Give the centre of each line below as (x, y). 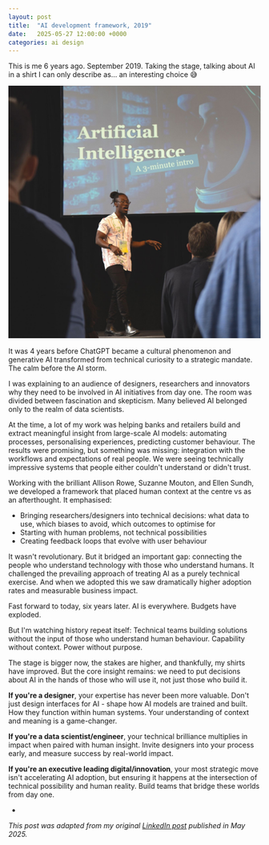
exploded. (25, 615)
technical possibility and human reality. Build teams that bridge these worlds (134, 786)
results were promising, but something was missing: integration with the (127, 451)
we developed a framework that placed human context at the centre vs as (130, 491)
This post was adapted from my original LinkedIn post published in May (127, 826)
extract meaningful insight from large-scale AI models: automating (118, 434)
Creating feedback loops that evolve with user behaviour (113, 541)
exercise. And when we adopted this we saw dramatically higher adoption (130, 582)
